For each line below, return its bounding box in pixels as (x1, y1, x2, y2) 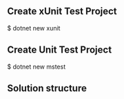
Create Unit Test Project (7, 44, 112, 56)
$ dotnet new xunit (7, 24, 61, 32)
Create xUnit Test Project (7, 6, 117, 17)
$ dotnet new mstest (7, 62, 66, 71)
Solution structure (7, 82, 87, 94)
